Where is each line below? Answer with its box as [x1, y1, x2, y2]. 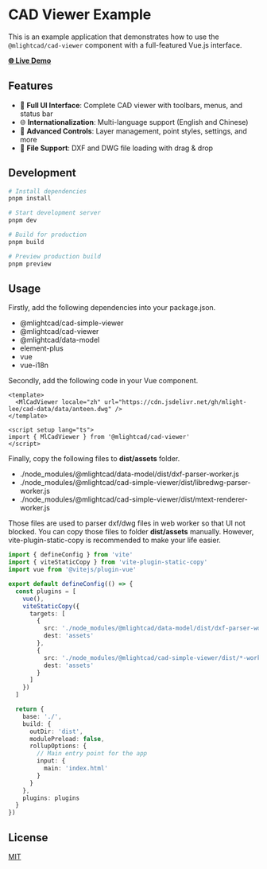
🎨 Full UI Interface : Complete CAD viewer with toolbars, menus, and [19, 100, 243, 110]
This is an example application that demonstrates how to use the [8, 32, 220, 41]
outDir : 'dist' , [29, 727, 83, 735]
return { [15, 705, 44, 713]
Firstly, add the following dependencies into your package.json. [8, 303, 216, 312]
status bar [19, 109, 53, 118]
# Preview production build [8, 252, 102, 260]
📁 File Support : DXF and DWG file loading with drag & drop [19, 143, 213, 153]
